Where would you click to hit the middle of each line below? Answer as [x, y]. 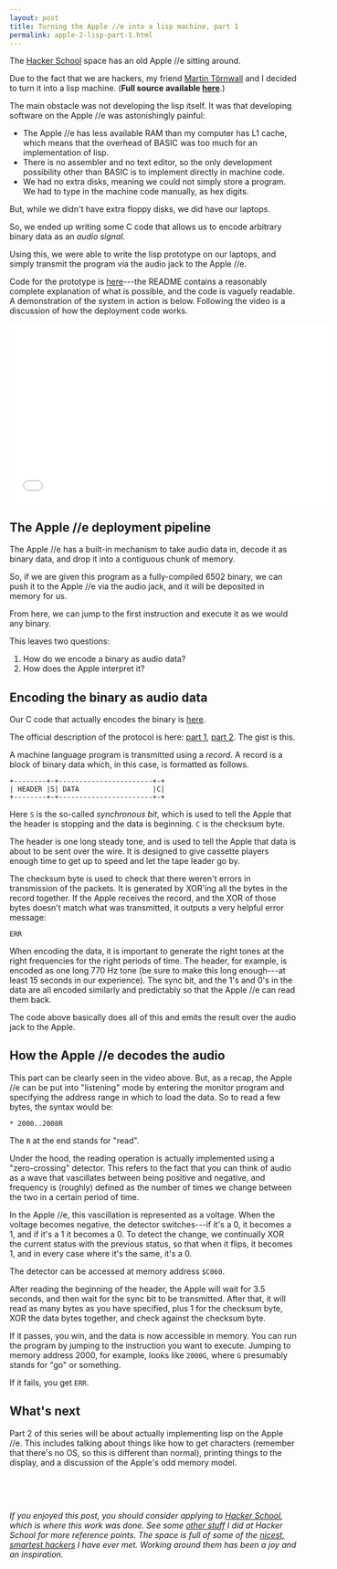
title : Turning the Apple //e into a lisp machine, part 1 [124, 26]
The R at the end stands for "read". [74, 1140]
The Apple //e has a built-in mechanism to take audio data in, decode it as [148, 550]
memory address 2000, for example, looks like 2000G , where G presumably [148, 1355]
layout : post [34, 18]
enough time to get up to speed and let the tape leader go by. [125, 861]
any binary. [31, 624]
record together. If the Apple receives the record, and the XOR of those [143, 898]
